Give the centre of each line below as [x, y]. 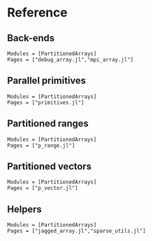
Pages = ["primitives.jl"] [46, 102]
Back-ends [31, 38]
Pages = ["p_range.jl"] [41, 146]
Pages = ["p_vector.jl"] [43, 188]
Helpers [24, 209]
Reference [37, 13]
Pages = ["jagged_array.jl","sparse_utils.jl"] [77, 231]
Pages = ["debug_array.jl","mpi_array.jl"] [70, 60]
